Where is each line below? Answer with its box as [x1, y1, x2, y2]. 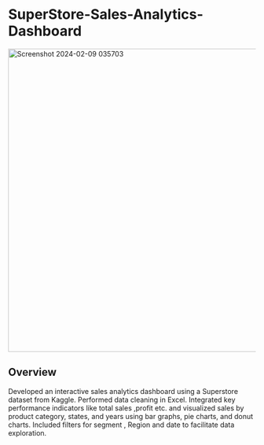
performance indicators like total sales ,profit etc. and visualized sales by [8, 403, 244, 413]
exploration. [8, 428, 47, 437]
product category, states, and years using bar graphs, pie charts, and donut [8, 411, 254, 421]
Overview [8, 366, 57, 379]
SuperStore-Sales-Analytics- [8, 5, 204, 24]
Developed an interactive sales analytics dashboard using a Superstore [8, 386, 238, 396]
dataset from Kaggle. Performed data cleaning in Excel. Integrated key [8, 395, 236, 404]
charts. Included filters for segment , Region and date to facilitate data [8, 420, 235, 429]
